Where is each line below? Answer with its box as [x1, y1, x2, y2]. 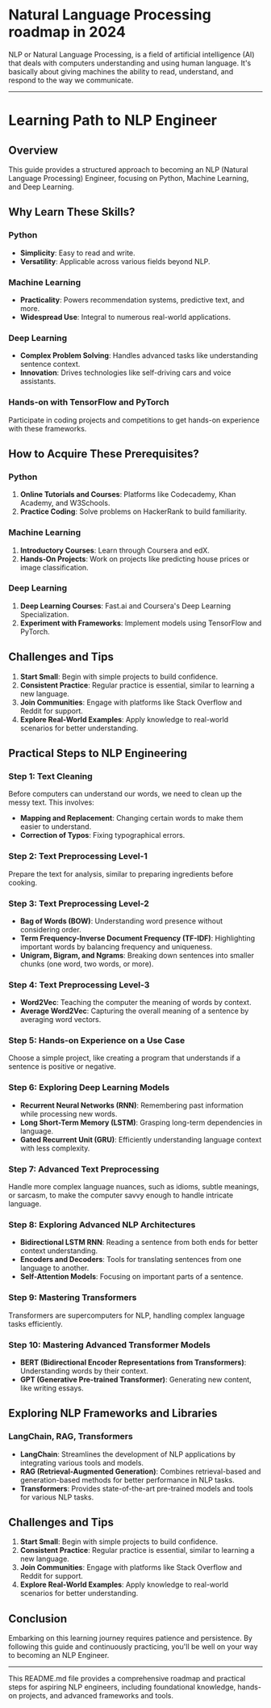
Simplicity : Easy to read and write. [19, 248, 135, 258]
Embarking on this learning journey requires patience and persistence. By [8, 1634, 252, 1643]
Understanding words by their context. [19, 1365, 149, 1375]
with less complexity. [19, 1143, 90, 1153]
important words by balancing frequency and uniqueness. [19, 941, 213, 951]
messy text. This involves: [8, 797, 94, 807]
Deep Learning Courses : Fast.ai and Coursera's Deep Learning [19, 600, 231, 611]
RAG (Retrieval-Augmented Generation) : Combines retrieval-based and [19, 1466, 261, 1476]
